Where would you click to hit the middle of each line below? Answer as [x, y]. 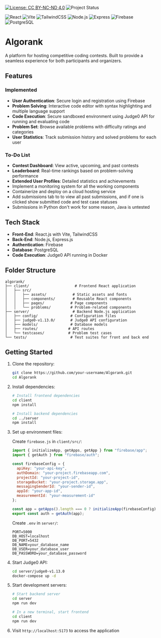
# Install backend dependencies [45, 414]
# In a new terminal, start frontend [50, 612]
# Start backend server [36, 594]
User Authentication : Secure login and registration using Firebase [78, 101]
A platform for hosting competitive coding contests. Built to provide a [74, 55]
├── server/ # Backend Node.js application [71, 311]
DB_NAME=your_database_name [40, 545]
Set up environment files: [37, 432]
